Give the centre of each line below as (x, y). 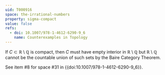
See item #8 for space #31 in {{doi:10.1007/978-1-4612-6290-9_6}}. (74, 67)
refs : (11, 28)
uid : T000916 (19, 10)
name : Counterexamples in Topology (51, 38)
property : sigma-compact (31, 19)
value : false (19, 24)
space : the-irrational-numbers (38, 14)
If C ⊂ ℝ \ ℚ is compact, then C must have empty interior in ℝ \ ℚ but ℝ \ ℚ (81, 52)
